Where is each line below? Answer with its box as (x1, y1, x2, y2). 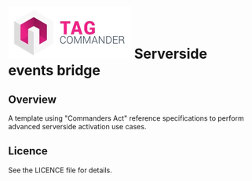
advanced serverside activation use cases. (8, 122, 147, 131)
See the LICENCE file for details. (8, 165, 112, 175)
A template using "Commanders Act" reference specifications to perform (8, 114, 245, 123)
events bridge (8, 62, 100, 80)
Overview (8, 92, 57, 106)
